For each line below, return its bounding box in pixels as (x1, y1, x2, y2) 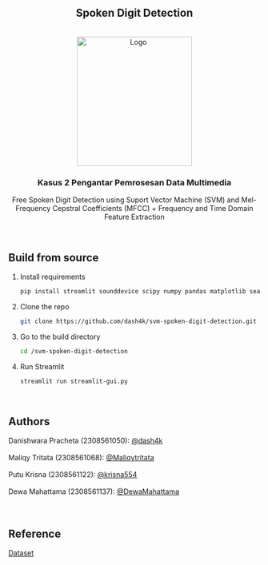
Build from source (8, 251, 99, 265)
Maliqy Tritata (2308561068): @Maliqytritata (8, 453, 154, 463)
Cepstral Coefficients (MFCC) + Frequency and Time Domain (52, 204, 254, 213)
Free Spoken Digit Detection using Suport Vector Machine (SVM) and (11, 195, 240, 205)
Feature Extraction (103, 212, 166, 222)
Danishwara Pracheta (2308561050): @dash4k (8, 436, 163, 446)
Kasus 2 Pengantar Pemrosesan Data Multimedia (37, 177, 232, 188)
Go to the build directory (19, 332, 101, 341)
